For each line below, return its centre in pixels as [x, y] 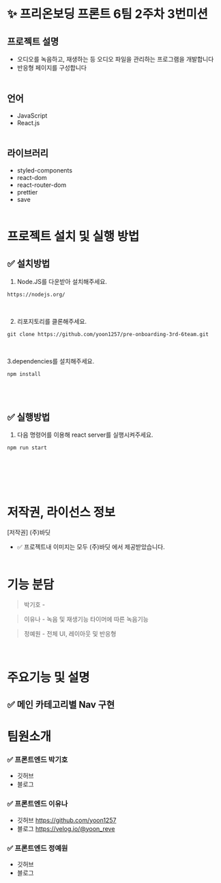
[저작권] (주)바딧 [29, 533]
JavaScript [32, 115]
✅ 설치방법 [29, 264]
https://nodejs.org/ [36, 294]
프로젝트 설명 [33, 41]
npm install [24, 374]
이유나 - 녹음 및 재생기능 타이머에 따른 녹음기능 [86, 619]
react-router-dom [42, 185]
